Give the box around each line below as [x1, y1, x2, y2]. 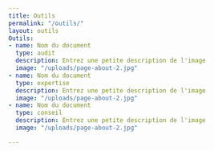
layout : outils [8, 27, 59, 35]
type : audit [15, 49, 56, 57]
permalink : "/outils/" [8, 19, 84, 27]
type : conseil [15, 109, 63, 117]
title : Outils [8, 11, 56, 20]
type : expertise [15, 79, 70, 87]
